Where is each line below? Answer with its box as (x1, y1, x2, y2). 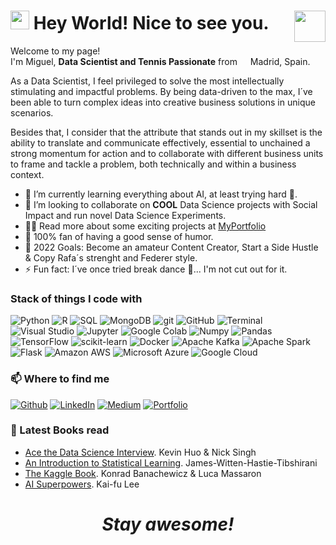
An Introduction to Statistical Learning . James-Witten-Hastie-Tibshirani (24, 456, 318, 469)
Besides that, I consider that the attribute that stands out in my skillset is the (10, 126, 323, 138)
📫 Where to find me (10, 372, 110, 386)
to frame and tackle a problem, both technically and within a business (10, 158, 297, 170)
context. (10, 168, 45, 180)
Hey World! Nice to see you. (33, 12, 270, 35)
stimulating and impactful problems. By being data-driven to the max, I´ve (10, 85, 313, 97)
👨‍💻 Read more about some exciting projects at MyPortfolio (24, 220, 267, 232)
